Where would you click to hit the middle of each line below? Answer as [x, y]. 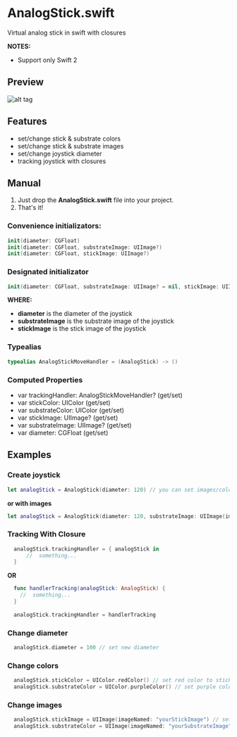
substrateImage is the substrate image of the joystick [96, 321]
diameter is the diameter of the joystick [75, 314]
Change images [35, 704]
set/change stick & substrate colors [69, 138]
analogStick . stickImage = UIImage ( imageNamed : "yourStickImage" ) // [116, 720]
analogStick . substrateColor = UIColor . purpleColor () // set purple [115, 687]
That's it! [30, 208]
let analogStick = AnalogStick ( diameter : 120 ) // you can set [101, 490]
